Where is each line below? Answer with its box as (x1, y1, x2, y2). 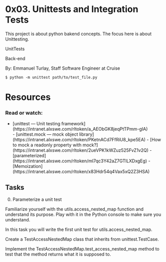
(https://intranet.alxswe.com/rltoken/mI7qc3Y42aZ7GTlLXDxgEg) (12, 158, 147, 164)
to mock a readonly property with (12, 142, 82, 148)
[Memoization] (12, 163, 43, 169)
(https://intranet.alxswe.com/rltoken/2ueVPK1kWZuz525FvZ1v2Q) (12, 147, 149, 153)
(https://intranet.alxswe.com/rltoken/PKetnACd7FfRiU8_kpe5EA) (12, 137, 146, 143)
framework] (61, 121, 86, 127)
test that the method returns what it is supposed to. (5, 251, 111, 257)
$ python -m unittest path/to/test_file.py (5, 75, 98, 80)
